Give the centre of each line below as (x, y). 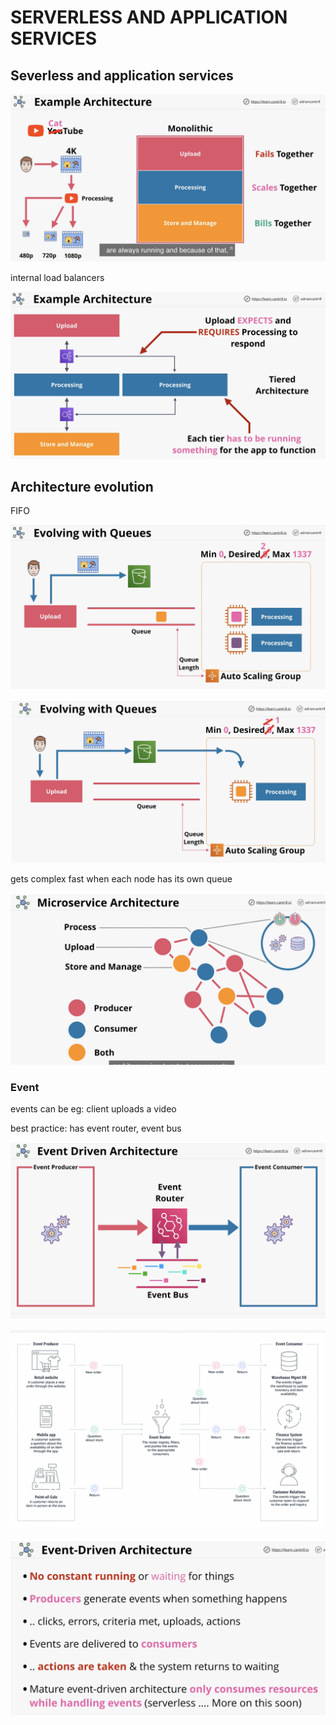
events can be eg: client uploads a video (93, 1108)
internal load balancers (57, 277)
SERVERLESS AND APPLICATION (149, 17)
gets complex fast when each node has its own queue (121, 878)
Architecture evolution (82, 486)
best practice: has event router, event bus (96, 1128)
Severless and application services (122, 75)
